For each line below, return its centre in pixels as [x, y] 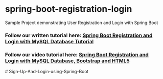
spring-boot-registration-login [69, 9]
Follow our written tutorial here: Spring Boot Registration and [79, 35]
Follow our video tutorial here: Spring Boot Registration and [77, 54]
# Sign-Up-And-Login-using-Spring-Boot [47, 72]
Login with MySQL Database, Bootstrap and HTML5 [67, 61]
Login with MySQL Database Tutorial [49, 41]
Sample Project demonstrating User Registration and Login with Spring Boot [81, 23]
